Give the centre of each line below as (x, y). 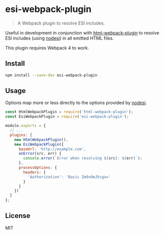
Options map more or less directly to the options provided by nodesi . (76, 103)
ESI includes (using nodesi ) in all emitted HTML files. (59, 38)
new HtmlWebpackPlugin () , (41, 140)
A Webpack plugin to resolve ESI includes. (61, 23)
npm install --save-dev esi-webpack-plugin (51, 75)
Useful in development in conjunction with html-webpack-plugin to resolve (82, 33)
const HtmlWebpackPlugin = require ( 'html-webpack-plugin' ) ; (69, 112)
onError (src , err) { (40, 154)
